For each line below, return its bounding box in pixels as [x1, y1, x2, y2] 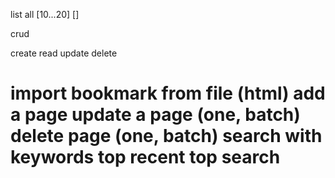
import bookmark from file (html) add [10, 82, 326, 105]
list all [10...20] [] [10, 9, 80, 20]
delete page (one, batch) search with [10, 125, 323, 148]
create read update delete [10, 47, 118, 59]
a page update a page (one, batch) [10, 104, 301, 126]
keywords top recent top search [10, 146, 281, 169]
